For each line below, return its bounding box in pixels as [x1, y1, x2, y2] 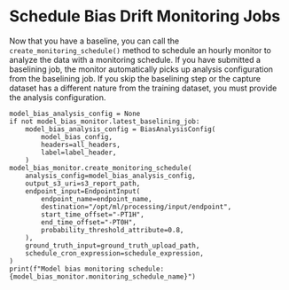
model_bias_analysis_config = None [9, 109, 141, 118]
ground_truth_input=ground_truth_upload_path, [25, 241, 200, 250]
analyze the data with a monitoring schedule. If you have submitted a [9, 54, 262, 65]
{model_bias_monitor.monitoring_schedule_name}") [9, 272, 197, 281]
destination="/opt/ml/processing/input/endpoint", [41, 202, 232, 211]
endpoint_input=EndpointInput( [25, 186, 141, 196]
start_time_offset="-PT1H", [41, 210, 144, 219]
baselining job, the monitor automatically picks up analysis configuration [9, 64, 273, 74]
